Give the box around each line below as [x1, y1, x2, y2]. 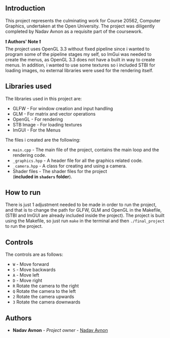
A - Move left [12, 272, 40, 278]
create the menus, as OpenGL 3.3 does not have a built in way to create [5, 56, 155, 62]
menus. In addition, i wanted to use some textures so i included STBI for [5, 62, 156, 68]
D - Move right [12, 278, 42, 284]
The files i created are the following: [5, 137, 81, 143]
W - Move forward [12, 261, 49, 267]
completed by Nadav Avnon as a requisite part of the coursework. [5, 28, 143, 35]
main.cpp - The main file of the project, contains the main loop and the [12, 147, 159, 153]
